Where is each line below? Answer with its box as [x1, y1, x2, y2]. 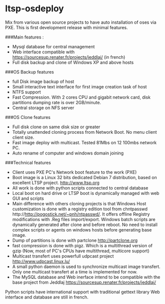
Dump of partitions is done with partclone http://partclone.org [12, 237, 138, 243]
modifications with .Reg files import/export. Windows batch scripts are [12, 216, 156, 222]
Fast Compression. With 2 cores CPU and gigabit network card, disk [12, 94, 151, 100]
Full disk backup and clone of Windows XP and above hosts [12, 59, 134, 65]
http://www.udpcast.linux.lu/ [12, 258, 70, 264]
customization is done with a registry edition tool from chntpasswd [12, 206, 148, 212]
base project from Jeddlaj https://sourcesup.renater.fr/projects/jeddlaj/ [12, 279, 156, 285]
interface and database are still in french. [5, 294, 89, 300]
